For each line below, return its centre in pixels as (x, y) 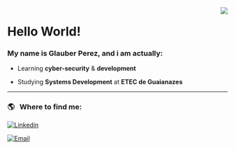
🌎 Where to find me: (45, 107)
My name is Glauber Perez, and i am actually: (85, 54)
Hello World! (44, 32)
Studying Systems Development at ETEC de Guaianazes (100, 82)
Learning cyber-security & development (77, 68)
